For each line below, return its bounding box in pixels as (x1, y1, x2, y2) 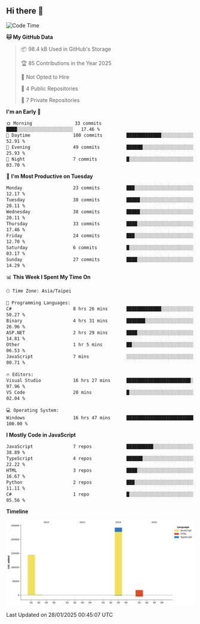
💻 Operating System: (6, 407, 60, 413)
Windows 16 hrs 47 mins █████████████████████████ (6, 414, 194, 421)
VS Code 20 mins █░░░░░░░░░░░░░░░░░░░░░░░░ (6, 389, 194, 395)
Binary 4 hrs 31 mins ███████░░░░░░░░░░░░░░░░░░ (6, 318, 194, 324)
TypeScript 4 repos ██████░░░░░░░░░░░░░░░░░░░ (6, 455, 194, 462)
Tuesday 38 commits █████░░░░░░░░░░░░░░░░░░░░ (6, 196, 194, 203)
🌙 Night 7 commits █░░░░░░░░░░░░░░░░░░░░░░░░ (6, 156, 194, 162)
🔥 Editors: (6, 371, 34, 377)
